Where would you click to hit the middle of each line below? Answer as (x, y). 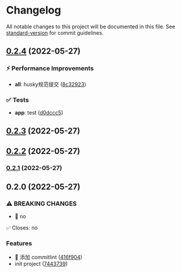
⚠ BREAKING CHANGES (42, 204)
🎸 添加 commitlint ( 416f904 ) (48, 257)
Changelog (34, 10)
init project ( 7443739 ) (41, 264)
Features (19, 244)
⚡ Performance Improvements (50, 68)
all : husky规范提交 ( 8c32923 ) (50, 84)
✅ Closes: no (22, 228)
